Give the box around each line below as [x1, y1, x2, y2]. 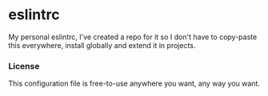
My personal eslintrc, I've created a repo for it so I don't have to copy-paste [8, 32, 258, 42]
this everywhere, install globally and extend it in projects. [8, 40, 196, 50]
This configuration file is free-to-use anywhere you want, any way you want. [8, 78, 260, 89]
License [8, 60, 40, 71]
